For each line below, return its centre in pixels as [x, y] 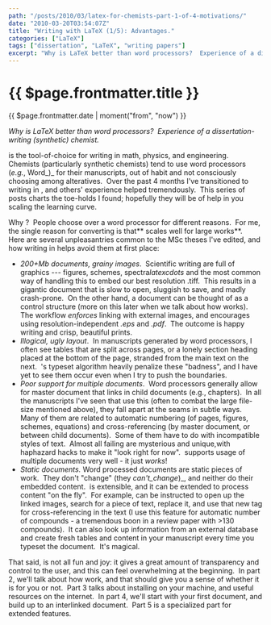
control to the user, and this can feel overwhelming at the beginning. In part [134, 570]
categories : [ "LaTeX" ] [46, 38]
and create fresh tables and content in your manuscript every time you [137, 538]
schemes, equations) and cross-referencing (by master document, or [135, 426]
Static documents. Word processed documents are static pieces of [131, 469]
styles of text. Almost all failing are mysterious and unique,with [125, 444]
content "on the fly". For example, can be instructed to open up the [132, 495]
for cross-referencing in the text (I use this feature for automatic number [140, 512]
